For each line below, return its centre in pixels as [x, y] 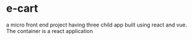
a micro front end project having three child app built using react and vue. [97, 25]
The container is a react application [50, 31]
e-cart [22, 9]
